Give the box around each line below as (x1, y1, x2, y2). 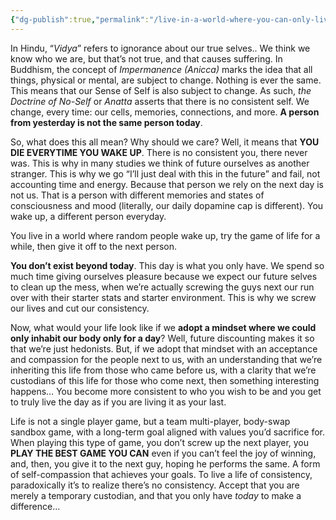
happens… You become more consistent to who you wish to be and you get (10, 385, 322, 397)
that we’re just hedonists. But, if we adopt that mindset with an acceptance (10, 342, 318, 355)
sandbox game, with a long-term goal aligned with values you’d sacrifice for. (10, 426, 325, 438)
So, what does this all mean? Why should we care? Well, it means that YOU (10, 136, 320, 148)
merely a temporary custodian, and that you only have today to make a (10, 489, 302, 501)
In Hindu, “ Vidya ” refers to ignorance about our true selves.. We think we (10, 42, 311, 54)
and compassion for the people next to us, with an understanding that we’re (10, 353, 323, 365)
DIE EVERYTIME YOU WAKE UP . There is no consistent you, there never (10, 146, 308, 158)
